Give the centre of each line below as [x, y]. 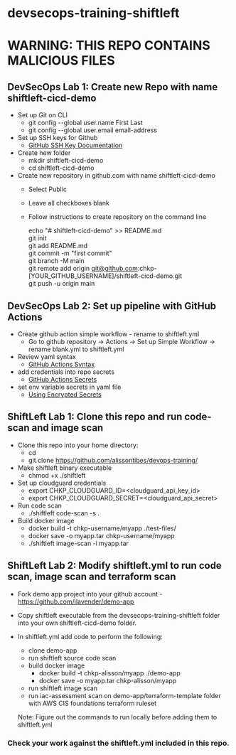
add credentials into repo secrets [66, 372]
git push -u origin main [61, 284]
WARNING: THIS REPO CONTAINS [109, 46]
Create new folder [44, 153]
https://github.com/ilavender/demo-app [76, 601]
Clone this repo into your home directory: [78, 445]
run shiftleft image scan [63, 688]
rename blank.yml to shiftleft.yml [76, 349]
